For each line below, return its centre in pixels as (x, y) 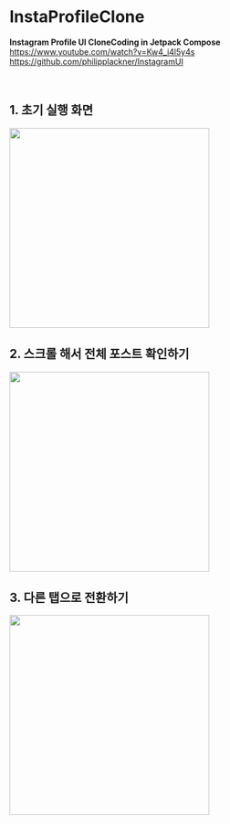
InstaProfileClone (77, 17)
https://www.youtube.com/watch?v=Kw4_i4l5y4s (102, 51)
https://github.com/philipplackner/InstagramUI (97, 61)
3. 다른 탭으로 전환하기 (69, 597)
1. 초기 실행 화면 (52, 110)
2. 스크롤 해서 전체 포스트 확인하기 (99, 354)
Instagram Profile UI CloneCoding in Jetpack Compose (115, 42)
